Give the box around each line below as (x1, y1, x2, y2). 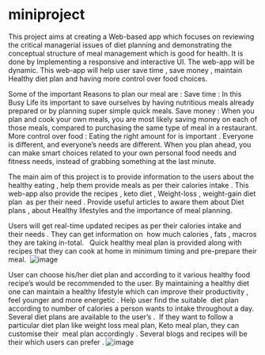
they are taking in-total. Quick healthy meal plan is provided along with (8, 238, 242, 247)
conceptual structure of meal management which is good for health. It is (8, 48, 244, 58)
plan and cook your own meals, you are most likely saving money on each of (8, 114, 258, 124)
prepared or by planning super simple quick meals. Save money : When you (8, 105, 255, 116)
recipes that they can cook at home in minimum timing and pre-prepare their (8, 246, 257, 255)
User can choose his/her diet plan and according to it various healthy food (8, 269, 251, 279)
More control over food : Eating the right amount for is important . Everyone (8, 131, 254, 140)
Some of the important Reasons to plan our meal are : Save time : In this (8, 89, 242, 98)
